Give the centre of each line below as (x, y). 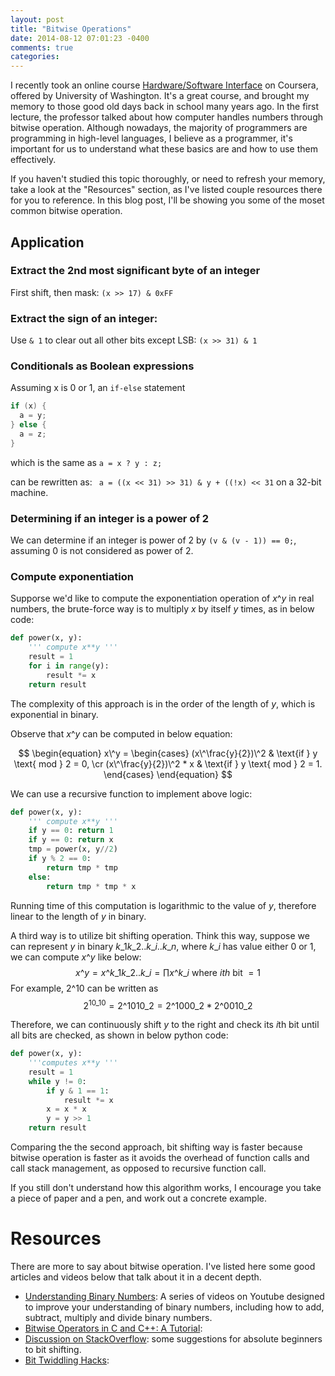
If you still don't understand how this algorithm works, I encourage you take (166, 1188)
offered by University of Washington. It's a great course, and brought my (160, 96)
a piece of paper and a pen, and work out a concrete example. (138, 1198)
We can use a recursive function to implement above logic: (131, 793)
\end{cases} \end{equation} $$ (168, 774)
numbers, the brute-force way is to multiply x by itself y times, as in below (162, 609)
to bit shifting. (53, 1349)
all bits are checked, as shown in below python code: (119, 1035)
